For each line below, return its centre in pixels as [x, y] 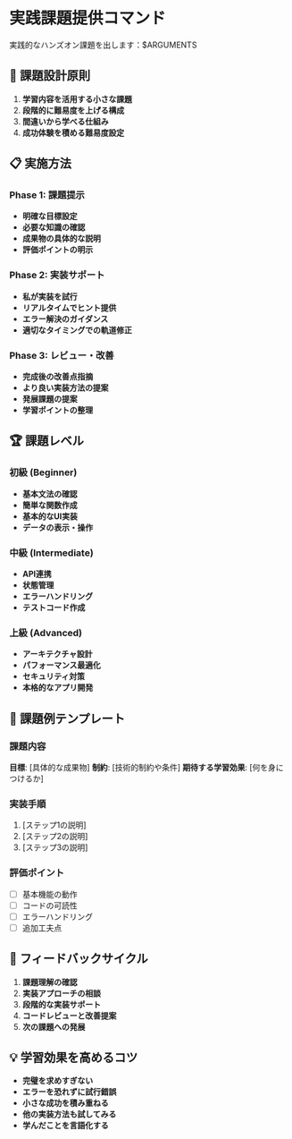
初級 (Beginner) [43, 472]
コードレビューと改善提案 [69, 1016]
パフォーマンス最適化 [61, 665]
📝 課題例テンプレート [67, 718]
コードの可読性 [50, 905]
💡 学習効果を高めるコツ [74, 1058]
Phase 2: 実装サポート [57, 276]
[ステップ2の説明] [55, 837]
